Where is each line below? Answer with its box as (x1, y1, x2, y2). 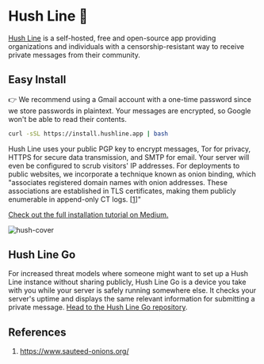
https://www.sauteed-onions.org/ (19, 347, 129, 356)
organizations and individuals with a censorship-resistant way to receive (8, 41, 244, 51)
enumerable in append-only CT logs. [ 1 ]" (8, 194, 141, 204)
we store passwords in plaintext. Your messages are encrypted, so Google (8, 106, 251, 116)
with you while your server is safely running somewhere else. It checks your (8, 286, 256, 295)
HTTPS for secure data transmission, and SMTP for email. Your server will (8, 152, 250, 161)
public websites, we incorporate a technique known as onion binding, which (8, 169, 256, 179)
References (8, 325, 67, 339)
